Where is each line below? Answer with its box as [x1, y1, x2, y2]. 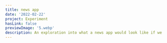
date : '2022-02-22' [5, 12, 46, 17]
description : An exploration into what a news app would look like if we [5, 30, 162, 35]
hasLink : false [5, 21, 37, 26]
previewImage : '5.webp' [5, 26, 55, 31]
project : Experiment [5, 16, 48, 21]
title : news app [5, 7, 39, 12]
